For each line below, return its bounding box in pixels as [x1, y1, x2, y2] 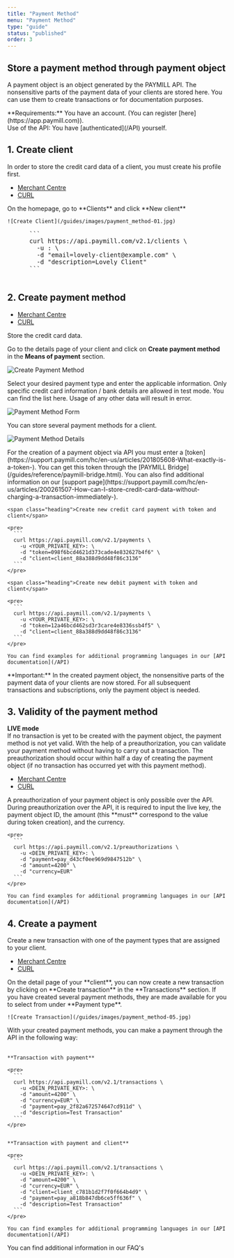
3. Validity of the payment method [7, 705, 158, 717]
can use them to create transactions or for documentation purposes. [7, 95, 204, 103]
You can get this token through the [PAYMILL [38, 463, 166, 471]
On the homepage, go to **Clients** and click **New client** [7, 204, 187, 213]
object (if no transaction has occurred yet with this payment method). [7, 761, 207, 770]
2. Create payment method [7, 292, 126, 304]
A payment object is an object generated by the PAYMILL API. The [7, 80, 197, 89]
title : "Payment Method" [7, 10, 79, 17]
